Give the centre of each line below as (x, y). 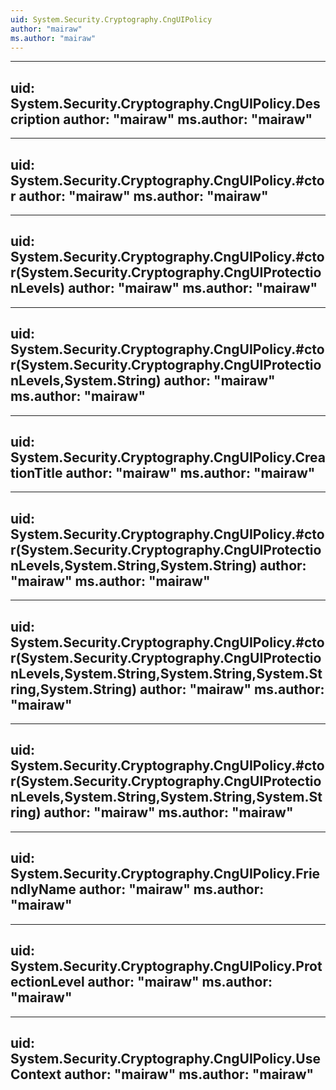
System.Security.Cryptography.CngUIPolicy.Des (165, 103)
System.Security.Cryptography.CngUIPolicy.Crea (168, 457)
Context (36, 1074)
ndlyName (43, 889)
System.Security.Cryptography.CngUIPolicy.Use (165, 1058)
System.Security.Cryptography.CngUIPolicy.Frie (165, 874)
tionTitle (36, 473)
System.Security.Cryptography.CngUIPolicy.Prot (166, 966)
